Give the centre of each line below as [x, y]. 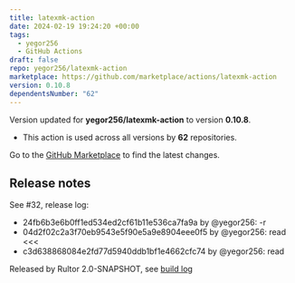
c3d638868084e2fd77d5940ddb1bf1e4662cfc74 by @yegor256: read [153, 251]
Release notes [50, 183]
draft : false [34, 60]
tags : [19, 34]
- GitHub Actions [50, 52]
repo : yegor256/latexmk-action [68, 69]
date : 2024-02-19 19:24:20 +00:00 [75, 26]
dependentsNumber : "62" [54, 93]
